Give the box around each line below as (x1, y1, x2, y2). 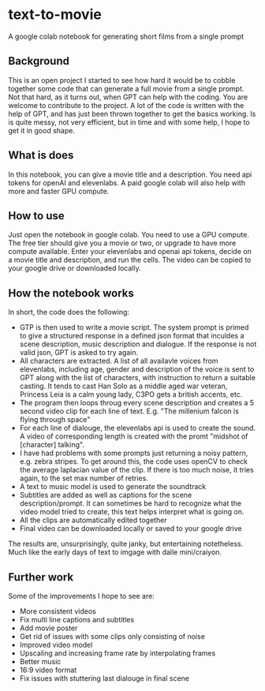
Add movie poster (19, 623, 78, 633)
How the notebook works (8, 286, 134, 300)
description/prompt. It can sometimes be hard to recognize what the (19, 499, 242, 508)
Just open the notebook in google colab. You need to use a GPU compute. (8, 230, 250, 240)
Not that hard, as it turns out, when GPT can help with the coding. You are (8, 92, 248, 102)
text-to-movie (8, 6, 103, 24)
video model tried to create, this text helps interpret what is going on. (19, 507, 244, 517)
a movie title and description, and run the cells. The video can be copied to (8, 255, 252, 265)
